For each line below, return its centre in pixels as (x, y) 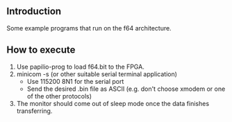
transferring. (34, 111)
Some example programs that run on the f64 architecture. (89, 28)
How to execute (41, 50)
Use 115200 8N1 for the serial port (75, 81)
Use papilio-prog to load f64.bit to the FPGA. (81, 67)
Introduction (34, 11)
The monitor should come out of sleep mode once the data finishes (113, 103)
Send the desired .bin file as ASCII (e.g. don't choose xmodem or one (126, 89)
